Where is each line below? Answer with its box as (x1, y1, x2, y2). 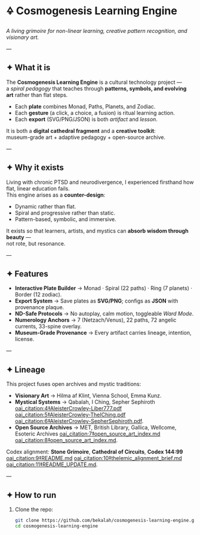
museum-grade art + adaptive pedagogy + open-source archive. (6, 134, 166, 141)
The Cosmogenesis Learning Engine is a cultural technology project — (6, 78, 182, 86)
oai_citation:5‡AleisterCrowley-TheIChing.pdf (14, 411, 126, 418)
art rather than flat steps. (6, 91, 68, 98)
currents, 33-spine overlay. (14, 323, 82, 330)
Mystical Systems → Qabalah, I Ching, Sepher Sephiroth (14, 398, 155, 406)
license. (14, 335, 35, 343)
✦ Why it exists (6, 162, 64, 173)
